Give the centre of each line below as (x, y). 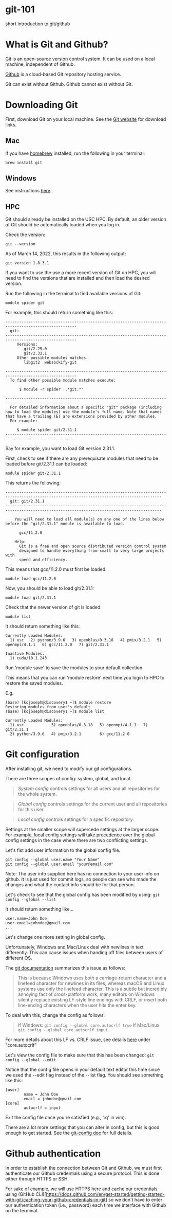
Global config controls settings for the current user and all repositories (92, 804)
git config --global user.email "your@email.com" (60, 864)
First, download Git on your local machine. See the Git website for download (86, 119)
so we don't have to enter (136, 1200)
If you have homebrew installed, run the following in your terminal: (75, 153)
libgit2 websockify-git (50, 363)
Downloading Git (42, 105)
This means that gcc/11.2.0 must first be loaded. (56, 569)
